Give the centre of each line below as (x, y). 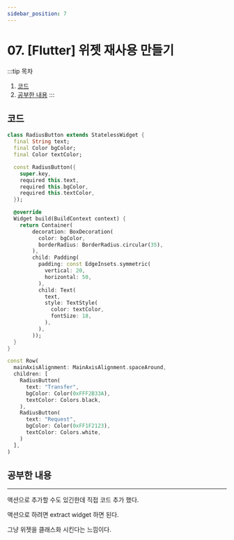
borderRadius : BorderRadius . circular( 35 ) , (101, 245)
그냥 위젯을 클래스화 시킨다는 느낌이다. (59, 530)
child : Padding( (56, 258)
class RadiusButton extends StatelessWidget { (76, 135)
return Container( (46, 225)
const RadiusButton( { (45, 167)
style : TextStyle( (71, 303)
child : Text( (57, 290)
